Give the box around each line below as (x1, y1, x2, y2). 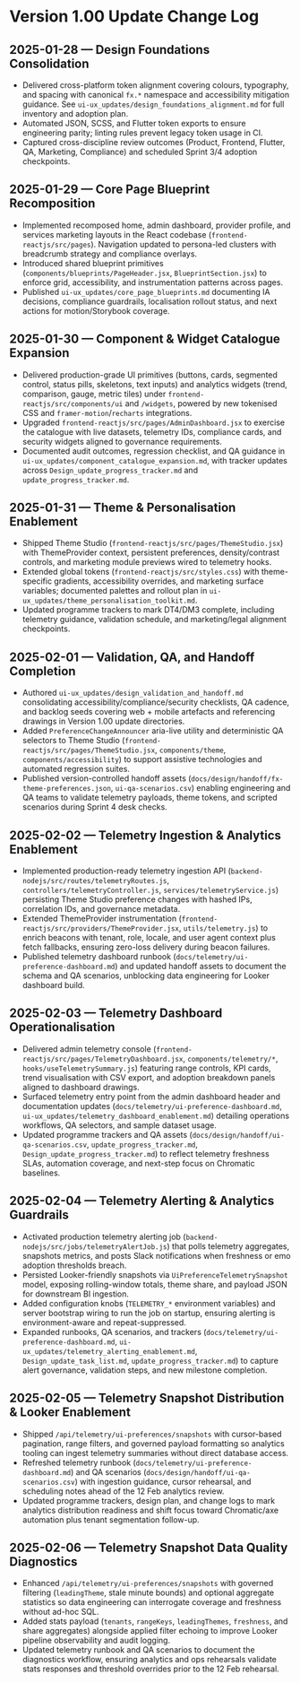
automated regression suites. (21, 764, 130, 775)
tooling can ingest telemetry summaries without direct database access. (21, 1447, 289, 1458)
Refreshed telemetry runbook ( (21, 1457, 136, 1468)
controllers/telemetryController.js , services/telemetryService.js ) (21, 885, 279, 896)
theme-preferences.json (21, 785, 112, 794)
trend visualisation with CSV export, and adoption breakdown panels (21, 1071, 276, 1082)
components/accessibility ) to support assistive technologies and (21, 754, 262, 765)
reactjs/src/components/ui (21, 399, 124, 409)
